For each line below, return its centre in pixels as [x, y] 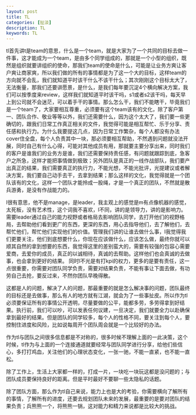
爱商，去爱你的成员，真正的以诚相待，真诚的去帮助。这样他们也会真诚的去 [95, 254]
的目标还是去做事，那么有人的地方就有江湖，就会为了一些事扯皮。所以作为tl [97, 295]
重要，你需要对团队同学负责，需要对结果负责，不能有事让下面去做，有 [100, 268]
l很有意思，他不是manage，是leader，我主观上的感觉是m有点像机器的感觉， [98, 202]
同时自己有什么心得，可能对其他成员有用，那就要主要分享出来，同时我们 [103, 146]
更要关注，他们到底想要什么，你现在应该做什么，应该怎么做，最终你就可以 [100, 239]
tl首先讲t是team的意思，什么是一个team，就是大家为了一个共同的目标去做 [94, 51]
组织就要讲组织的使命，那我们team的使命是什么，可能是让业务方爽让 [99, 66]
